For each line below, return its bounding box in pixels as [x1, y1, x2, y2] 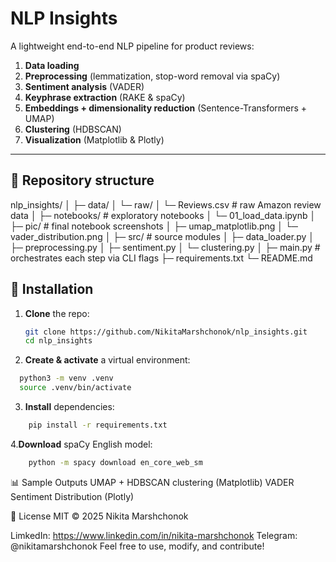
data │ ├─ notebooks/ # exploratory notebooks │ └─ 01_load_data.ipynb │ [10, 209, 317, 221]
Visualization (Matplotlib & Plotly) [24, 133, 165, 146]
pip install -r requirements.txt [28, 420, 168, 431]
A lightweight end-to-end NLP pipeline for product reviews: [10, 40, 255, 52]
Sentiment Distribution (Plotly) [10, 490, 135, 502]
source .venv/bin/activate [19, 383, 132, 393]
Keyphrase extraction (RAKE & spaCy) [24, 91, 186, 103]
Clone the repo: [24, 307, 90, 319]
